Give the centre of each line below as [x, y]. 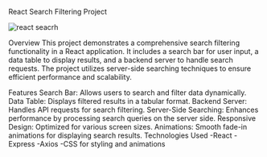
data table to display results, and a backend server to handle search [121, 60]
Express [22, 144]
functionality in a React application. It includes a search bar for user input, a [133, 51]
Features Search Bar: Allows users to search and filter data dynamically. [127, 93]
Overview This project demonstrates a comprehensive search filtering [124, 43]
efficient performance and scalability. [70, 77]
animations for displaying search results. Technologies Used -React [120, 135]
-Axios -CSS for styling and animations [101, 144]
